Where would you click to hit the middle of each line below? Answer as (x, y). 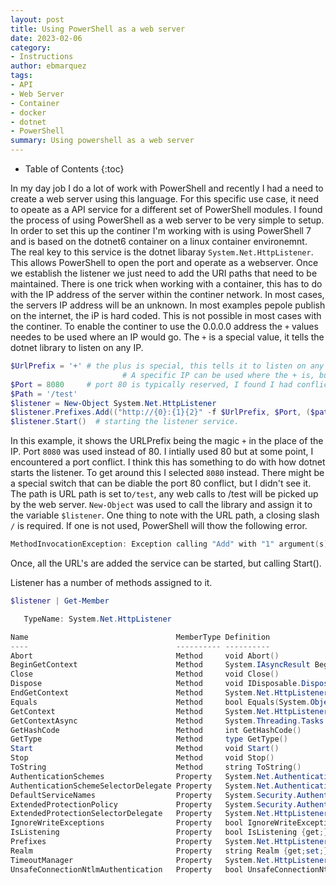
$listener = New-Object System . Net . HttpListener (113, 403)
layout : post (37, 19)
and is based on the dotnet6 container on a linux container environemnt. (159, 241)
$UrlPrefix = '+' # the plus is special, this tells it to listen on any (167, 366)
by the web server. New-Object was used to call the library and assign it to (161, 505)
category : (31, 47)
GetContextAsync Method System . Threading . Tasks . (169, 721)
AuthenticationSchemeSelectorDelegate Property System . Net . (142, 786)
